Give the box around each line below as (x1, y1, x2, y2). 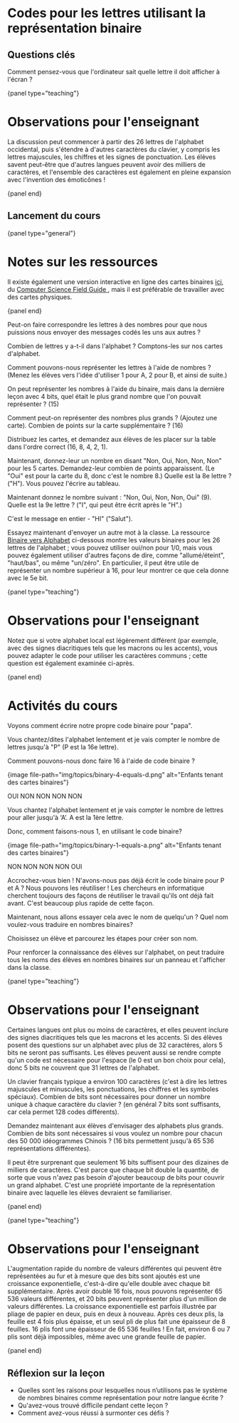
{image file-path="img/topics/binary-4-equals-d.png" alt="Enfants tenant (7, 770, 223, 779)
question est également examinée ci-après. (7, 659, 134, 667)
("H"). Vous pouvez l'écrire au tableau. (7, 479, 121, 487)
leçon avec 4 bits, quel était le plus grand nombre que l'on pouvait (7, 392, 201, 400)
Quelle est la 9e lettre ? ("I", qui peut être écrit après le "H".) (7, 500, 183, 509)
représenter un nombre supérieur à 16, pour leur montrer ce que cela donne (7, 566, 229, 574)
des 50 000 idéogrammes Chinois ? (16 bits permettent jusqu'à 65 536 (7, 1136, 215, 1145)
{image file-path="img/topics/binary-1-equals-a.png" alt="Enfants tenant (7, 841, 222, 849)
